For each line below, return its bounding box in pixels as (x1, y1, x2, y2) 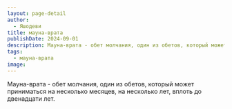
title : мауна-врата (7, 29, 64, 36)
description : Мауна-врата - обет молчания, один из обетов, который (7, 42, 209, 49)
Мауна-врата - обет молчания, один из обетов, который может (7, 80, 195, 88)
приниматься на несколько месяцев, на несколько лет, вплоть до (7, 87, 202, 95)
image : (7, 61, 26, 68)
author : (7, 16, 30, 23)
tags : (7, 49, 23, 56)
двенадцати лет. (7, 94, 55, 103)
